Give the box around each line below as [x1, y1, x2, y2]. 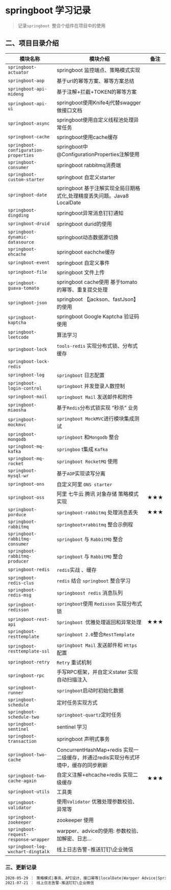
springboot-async [8, 121, 50, 126]
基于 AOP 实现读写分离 [56, 470, 106, 477]
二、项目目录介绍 [5, 39, 59, 47]
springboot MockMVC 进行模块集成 [56, 415, 134, 422]
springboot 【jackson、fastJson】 [56, 296, 139, 303]
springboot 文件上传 [56, 269, 105, 276]
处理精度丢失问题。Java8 [68, 192, 129, 199]
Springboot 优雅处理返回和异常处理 [56, 618, 141, 626]
